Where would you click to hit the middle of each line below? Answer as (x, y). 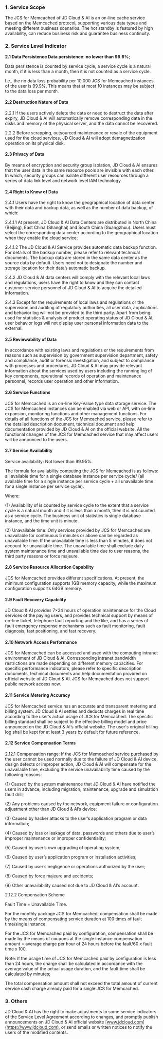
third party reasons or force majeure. (42, 556)
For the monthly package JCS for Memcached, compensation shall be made (81, 913)
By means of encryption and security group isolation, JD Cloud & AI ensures (81, 165)
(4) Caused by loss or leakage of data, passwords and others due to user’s (80, 833)
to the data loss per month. (32, 91)
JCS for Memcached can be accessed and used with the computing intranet (81, 653)
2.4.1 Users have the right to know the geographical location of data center (80, 203)
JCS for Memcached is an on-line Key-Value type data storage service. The (81, 403)
